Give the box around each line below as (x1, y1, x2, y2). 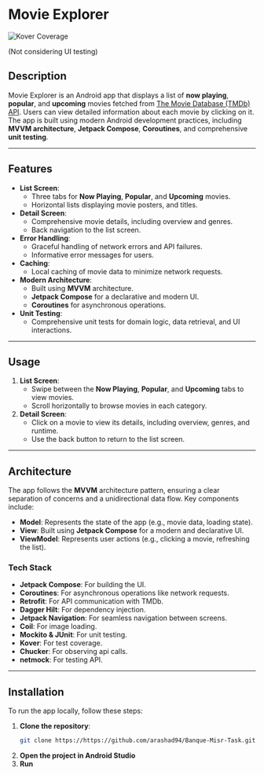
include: (8, 502, 35, 512)
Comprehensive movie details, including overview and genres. (31, 216, 233, 226)
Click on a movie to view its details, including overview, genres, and (31, 418, 250, 428)
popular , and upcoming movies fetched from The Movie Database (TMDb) (8, 98, 251, 108)
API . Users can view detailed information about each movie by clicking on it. (8, 107, 255, 116)
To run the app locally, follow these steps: (8, 706, 143, 716)
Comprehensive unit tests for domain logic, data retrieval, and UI (31, 317, 240, 326)
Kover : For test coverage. (19, 638, 103, 648)
